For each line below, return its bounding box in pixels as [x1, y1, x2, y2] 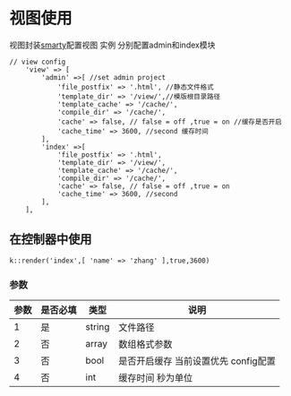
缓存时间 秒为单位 [118, 372, 193, 384]
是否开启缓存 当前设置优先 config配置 [118, 355, 276, 367]
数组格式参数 [118, 338, 173, 350]
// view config [9, 57, 66, 66]
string [85, 321, 110, 333]
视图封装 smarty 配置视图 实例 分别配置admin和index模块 [9, 39, 216, 50]
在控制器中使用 [9, 232, 92, 247]
